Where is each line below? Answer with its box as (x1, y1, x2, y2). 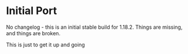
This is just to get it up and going (6, 41, 85, 48)
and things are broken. (6, 29, 60, 36)
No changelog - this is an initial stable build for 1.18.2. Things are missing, (6, 23, 183, 31)
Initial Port (6, 4, 57, 18)
